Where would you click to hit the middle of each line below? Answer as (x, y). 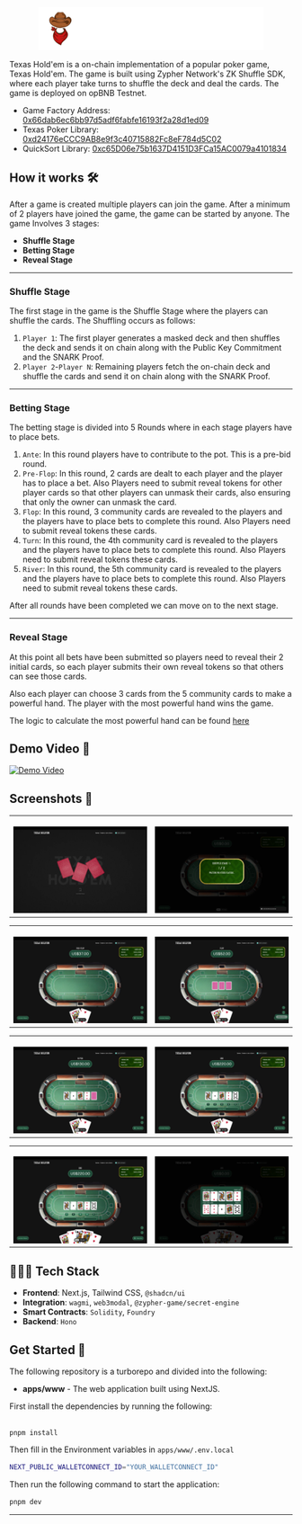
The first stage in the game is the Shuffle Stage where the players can (139, 311)
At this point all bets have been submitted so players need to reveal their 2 (147, 657)
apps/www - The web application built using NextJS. (121, 1388)
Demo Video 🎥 (50, 749)
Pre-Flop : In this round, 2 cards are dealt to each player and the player (152, 474)
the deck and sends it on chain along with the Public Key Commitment (152, 347)
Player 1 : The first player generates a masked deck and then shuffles (151, 338)
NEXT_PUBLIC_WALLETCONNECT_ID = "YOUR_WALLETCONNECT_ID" (114, 1467)
